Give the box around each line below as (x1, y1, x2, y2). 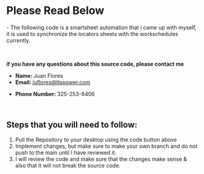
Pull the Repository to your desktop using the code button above (15, 136, 177, 143)
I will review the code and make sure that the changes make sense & (15, 155, 188, 162)
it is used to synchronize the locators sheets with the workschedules (6, 30, 178, 37)
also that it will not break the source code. (15, 162, 121, 169)
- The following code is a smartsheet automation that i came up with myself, (6, 24, 197, 31)
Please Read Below (6, 4, 105, 18)
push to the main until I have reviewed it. (15, 148, 117, 156)
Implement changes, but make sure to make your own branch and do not (15, 142, 198, 150)
